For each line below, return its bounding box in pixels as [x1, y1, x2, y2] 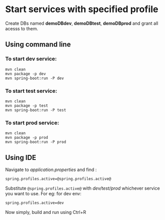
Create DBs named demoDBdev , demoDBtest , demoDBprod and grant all [5, 20, 158, 26]
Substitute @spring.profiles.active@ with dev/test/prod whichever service [5, 185, 160, 191]
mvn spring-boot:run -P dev [5, 76, 64, 81]
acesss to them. [5, 25, 39, 31]
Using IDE [5, 153, 36, 162]
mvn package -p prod [5, 135, 49, 140]
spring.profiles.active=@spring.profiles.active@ [5, 177, 112, 182]
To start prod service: [5, 119, 59, 126]
